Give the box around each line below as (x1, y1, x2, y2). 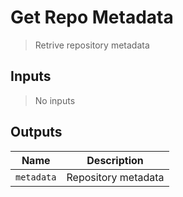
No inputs (34, 94, 76, 106)
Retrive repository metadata (34, 39, 150, 51)
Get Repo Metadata (10, 6, 174, 29)
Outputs (10, 124, 63, 141)
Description (86, 153, 144, 167)
